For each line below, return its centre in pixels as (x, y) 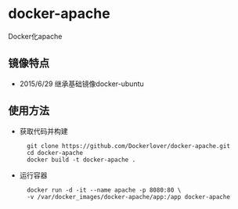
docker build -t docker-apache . (81, 160)
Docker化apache (35, 36)
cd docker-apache (55, 153)
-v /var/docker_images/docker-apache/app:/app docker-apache (129, 196)
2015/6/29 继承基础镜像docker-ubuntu (82, 84)
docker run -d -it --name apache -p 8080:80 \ (104, 190)
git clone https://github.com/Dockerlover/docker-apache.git (129, 146)
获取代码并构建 (43, 131)
